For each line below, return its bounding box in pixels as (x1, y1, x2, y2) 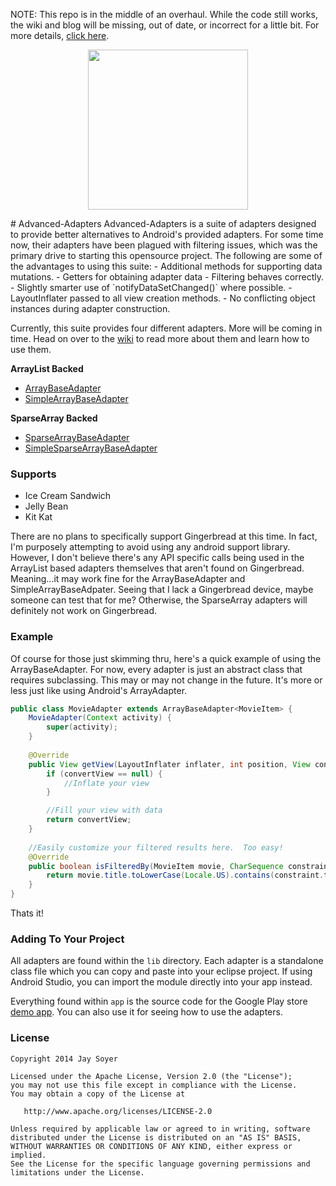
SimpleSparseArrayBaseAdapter (24, 442, 158, 454)
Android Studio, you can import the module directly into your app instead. (10, 976, 313, 988)
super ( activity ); (46, 722, 118, 733)
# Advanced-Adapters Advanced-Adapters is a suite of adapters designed (10, 218, 317, 229)
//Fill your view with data (46, 805, 163, 816)
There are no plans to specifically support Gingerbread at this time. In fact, (10, 530, 318, 543)
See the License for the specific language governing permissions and (10, 1159, 311, 1169)
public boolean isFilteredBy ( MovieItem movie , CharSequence (28, 861, 284, 871)
